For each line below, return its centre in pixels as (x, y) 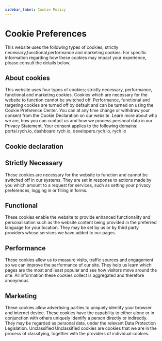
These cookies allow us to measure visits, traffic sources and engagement (79, 260)
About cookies (27, 78)
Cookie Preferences (46, 33)
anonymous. (17, 281)
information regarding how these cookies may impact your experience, (76, 57)
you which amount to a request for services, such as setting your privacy (78, 185)
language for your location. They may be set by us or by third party (72, 227)
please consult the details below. (38, 63)
